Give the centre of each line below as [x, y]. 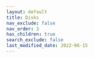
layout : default [27, 12]
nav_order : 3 [23, 29]
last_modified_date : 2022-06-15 [47, 46]
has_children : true [31, 34]
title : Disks [23, 18]
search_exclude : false [35, 40]
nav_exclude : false [31, 23]
